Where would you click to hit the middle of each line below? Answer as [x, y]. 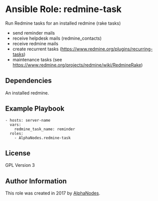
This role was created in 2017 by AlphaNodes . [53, 193]
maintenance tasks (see [37, 59]
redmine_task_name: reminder [45, 129]
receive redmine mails [35, 43]
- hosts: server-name [28, 120]
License [18, 153]
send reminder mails [34, 33]
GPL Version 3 [20, 165]
